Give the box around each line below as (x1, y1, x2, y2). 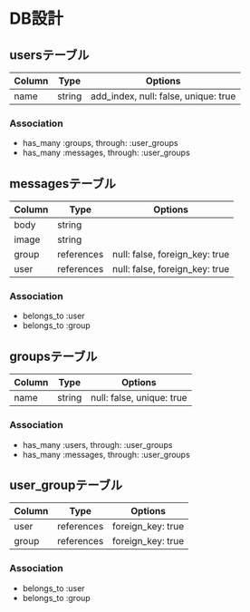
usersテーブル (9, 47, 90, 63)
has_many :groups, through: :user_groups (22, 138, 178, 149)
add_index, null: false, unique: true (90, 90, 236, 102)
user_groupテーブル (9, 477, 123, 492)
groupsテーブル (9, 348, 98, 364)
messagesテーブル (9, 176, 116, 191)
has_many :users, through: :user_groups (22, 439, 173, 450)
